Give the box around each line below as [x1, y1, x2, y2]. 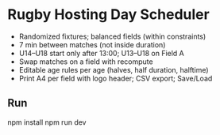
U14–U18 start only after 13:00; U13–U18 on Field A [18, 48, 184, 58]
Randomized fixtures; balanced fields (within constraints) [18, 32, 206, 41]
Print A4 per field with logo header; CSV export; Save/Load [18, 73, 213, 83]
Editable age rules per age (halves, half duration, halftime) [18, 65, 209, 74]
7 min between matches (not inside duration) [18, 39, 166, 49]
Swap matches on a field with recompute [18, 57, 153, 66]
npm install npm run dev [7, 117, 87, 127]
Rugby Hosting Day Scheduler [7, 6, 210, 24]
